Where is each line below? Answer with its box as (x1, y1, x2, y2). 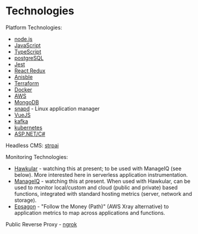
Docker (14, 86, 33, 93)
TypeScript (14, 48, 42, 55)
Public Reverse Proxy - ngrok (5, 220, 77, 227)
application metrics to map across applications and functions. (14, 209, 165, 216)
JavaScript (14, 42, 41, 49)
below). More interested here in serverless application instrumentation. (14, 171, 188, 178)
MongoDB (14, 98, 39, 105)
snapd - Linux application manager (14, 105, 100, 112)
